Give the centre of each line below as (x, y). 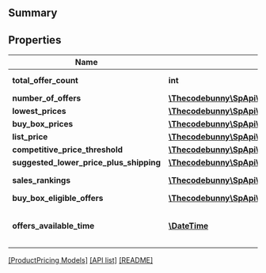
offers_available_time (53, 226)
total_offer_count (46, 81)
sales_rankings (42, 180)
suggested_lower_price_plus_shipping (86, 163)
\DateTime (188, 226)
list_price (30, 137)
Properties (35, 40)
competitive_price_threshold (68, 150)
